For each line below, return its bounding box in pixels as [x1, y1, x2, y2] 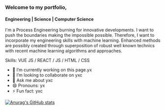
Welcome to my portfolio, [5, 4, 67, 11]
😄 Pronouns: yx [12, 82, 45, 88]
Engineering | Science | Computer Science [5, 16, 94, 22]
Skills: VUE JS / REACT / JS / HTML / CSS [5, 57, 90, 63]
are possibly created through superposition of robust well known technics [5, 43, 155, 49]
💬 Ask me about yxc [12, 78, 53, 83]
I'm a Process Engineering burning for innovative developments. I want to [5, 27, 154, 33]
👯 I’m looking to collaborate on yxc [12, 72, 83, 78]
